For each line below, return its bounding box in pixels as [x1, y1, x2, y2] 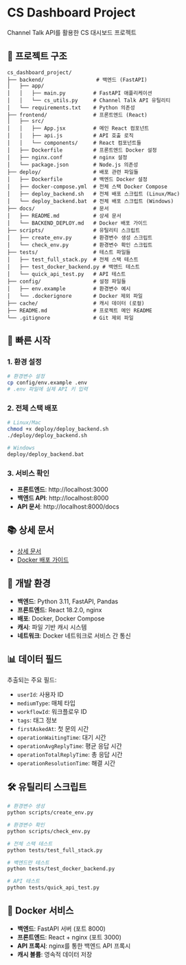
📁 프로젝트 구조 [7, 50, 67, 62]
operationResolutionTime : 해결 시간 [16, 759, 115, 767]
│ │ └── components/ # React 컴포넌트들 [7, 139, 142, 146]
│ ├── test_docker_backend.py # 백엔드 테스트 [7, 263, 141, 270]
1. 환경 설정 [7, 357, 42, 367]
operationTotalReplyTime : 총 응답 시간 [16, 750, 123, 759]
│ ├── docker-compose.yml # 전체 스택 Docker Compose [7, 183, 168, 190]
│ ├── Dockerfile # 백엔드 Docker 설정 [7, 176, 148, 183]
